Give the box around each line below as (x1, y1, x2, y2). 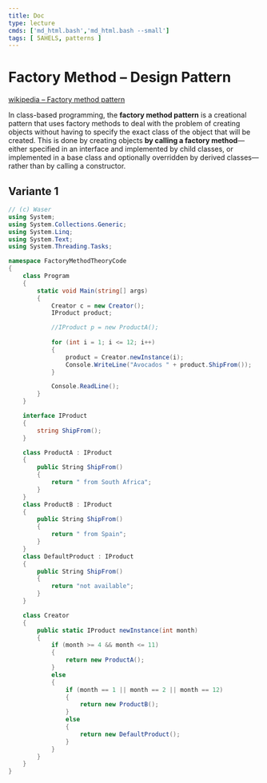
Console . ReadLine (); (50, 383, 120, 391)
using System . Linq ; (8, 228, 74, 236)
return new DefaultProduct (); (79, 730, 181, 738)
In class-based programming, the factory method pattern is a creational (8, 110, 247, 120)
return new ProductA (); (65, 656, 145, 664)
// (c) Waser (8, 205, 52, 213)
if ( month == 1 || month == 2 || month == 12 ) (65, 686, 224, 694)
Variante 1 (8, 185, 59, 198)
